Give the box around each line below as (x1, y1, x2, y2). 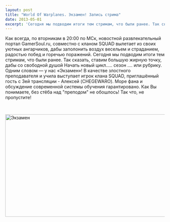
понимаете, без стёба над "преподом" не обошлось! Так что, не (5, 89, 144, 95)
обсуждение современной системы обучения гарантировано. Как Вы (5, 84, 157, 90)
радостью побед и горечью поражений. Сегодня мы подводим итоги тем (5, 52, 165, 58)
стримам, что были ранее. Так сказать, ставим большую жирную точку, (5, 57, 162, 63)
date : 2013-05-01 (5, 17, 42, 22)
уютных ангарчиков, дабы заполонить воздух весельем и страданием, (5, 46, 159, 52)
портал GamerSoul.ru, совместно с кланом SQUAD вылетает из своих (5, 41, 156, 47)
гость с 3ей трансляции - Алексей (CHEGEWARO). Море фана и (5, 78, 143, 84)
